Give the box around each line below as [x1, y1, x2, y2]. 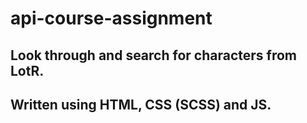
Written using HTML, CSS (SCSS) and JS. [10, 96, 272, 113]
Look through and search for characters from [10, 47, 297, 64]
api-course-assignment [10, 7, 213, 30]
